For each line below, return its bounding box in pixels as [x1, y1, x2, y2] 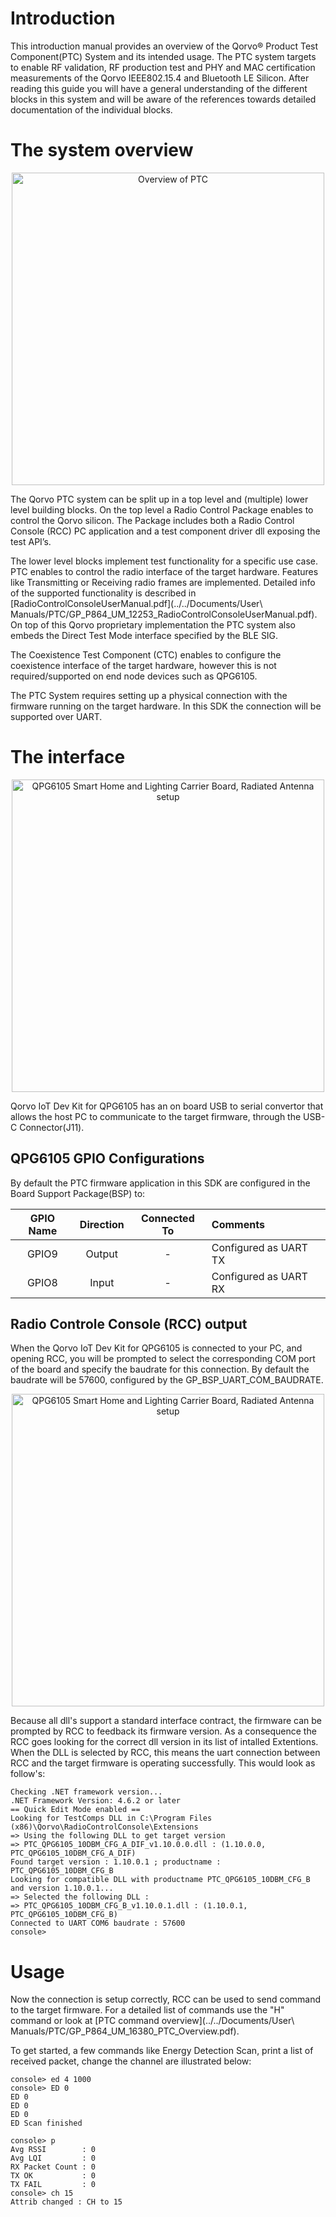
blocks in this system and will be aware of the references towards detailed [10, 93, 317, 105]
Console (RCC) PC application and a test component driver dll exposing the [10, 525, 321, 537]
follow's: [10, 1768, 46, 1780]
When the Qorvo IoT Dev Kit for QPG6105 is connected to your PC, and [10, 1342, 303, 1354]
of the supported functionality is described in [10, 587, 197, 599]
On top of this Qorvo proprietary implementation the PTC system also [10, 618, 296, 631]
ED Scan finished [10, 2118, 83, 2129]
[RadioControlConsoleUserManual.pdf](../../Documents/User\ [10, 597, 263, 609]
